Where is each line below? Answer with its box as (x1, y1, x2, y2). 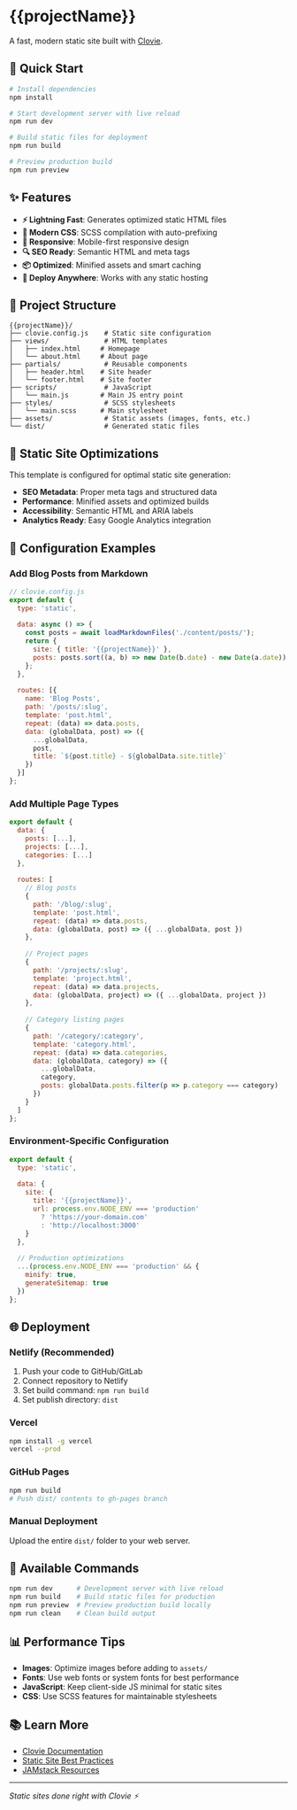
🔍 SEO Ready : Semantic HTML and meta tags (21, 246, 190, 257)
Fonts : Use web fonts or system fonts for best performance (21, 1672, 240, 1682)
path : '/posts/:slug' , (25, 702, 109, 712)
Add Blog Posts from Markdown (9, 567, 148, 579)
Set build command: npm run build (21, 1385, 149, 1396)
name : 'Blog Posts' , (25, 694, 101, 703)
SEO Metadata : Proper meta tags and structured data (21, 487, 217, 498)
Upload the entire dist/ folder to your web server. (9, 1535, 191, 1546)
